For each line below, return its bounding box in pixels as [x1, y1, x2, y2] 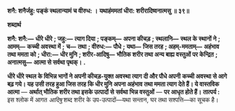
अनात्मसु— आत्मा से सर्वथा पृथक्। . [7, 58, 86, 66]
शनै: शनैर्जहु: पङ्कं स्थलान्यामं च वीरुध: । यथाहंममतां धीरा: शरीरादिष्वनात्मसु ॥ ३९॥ [7, 7, 190, 15]
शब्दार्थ [7, 21, 22, 29]
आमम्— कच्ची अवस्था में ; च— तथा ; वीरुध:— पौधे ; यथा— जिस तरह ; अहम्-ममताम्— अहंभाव [7, 43, 220, 50]
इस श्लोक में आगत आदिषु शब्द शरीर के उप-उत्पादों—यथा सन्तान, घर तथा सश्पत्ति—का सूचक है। [7, 96, 219, 104]
